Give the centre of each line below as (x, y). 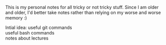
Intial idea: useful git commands (39, 27)
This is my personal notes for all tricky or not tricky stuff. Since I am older (82, 7)
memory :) (16, 18)
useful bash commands (30, 33)
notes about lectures (27, 38)
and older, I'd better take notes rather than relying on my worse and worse (83, 12)
